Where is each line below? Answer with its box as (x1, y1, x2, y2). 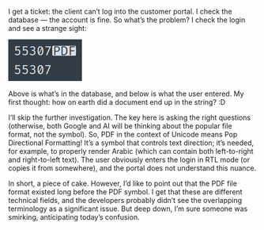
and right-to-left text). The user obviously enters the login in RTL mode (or (8, 155, 251, 164)
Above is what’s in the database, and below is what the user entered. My (8, 89, 244, 98)
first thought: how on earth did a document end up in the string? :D (8, 98, 226, 106)
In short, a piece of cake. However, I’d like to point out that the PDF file (8, 178, 237, 188)
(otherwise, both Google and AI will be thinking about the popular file (8, 121, 232, 130)
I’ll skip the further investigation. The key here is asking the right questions (8, 113, 251, 122)
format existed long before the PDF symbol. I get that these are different (8, 187, 243, 197)
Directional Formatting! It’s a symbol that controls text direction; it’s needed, (8, 138, 255, 148)
